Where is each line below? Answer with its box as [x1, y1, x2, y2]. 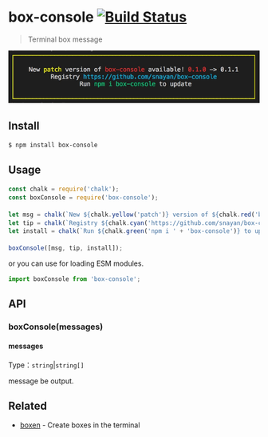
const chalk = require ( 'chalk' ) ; [8, 185, 120, 194]
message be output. [8, 376, 74, 386]
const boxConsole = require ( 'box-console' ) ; [8, 193, 159, 202]
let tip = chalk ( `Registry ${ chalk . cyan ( [8, 218, 148, 227]
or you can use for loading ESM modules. [8, 259, 144, 268]
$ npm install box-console [8, 141, 98, 150]
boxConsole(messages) [8, 321, 104, 332]
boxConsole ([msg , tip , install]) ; [8, 244, 124, 252]
